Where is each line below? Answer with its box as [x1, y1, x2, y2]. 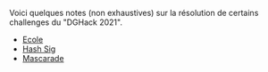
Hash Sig [21, 44, 56, 54]
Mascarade [21, 53, 64, 63]
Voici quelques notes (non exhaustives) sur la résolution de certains [9, 8, 259, 18]
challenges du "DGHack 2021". [9, 17, 123, 28]
